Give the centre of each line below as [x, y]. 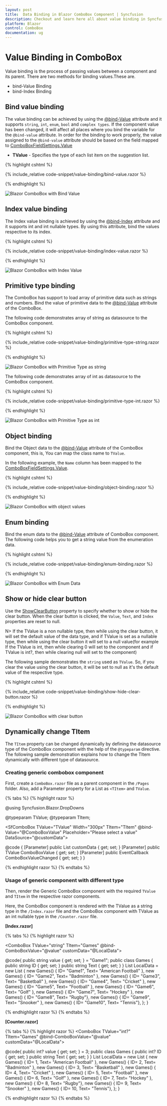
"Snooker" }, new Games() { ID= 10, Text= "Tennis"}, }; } [63, 1089]
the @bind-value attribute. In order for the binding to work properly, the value [83, 135]
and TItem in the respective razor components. [53, 896]
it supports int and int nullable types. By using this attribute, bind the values [82, 226]
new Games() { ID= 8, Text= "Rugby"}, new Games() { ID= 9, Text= [73, 1083]
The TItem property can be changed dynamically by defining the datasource [83, 744]
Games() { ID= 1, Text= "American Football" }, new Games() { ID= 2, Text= [81, 1062]
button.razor [18, 697]
